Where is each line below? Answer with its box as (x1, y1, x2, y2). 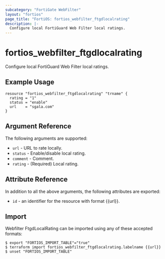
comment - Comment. (12, 155, 54, 162)
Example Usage (5, 78, 55, 86)
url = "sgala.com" (9, 104, 55, 109)
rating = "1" (9, 95, 37, 100)
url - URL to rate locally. (12, 145, 63, 151)
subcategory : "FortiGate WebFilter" (5, 7, 81, 12)
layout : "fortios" (5, 12, 43, 17)
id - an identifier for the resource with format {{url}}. (12, 198, 120, 204)
